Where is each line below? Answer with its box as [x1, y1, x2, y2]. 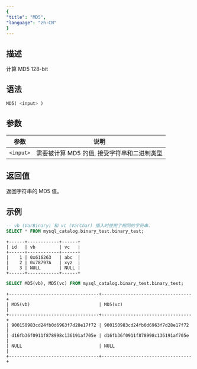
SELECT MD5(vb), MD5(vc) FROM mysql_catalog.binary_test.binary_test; [6, 280, 184, 286]
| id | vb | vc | [6, 244, 81, 250]
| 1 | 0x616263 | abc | [6, 254, 81, 261]
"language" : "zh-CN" [6, 20, 57, 25]
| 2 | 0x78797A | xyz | [6, 259, 81, 265]
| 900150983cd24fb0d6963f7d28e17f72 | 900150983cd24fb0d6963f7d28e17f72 [6, 322, 189, 328]
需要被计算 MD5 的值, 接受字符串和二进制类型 [36, 149, 163, 157]
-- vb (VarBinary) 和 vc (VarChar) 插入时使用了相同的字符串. [6, 223, 151, 229]
